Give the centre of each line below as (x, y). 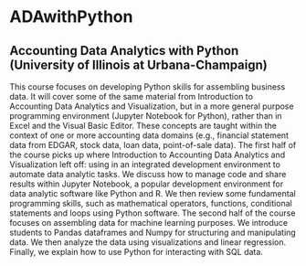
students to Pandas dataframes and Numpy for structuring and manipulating (153, 232)
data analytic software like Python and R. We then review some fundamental (153, 193)
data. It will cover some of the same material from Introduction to (132, 96)
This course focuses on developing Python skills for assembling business (148, 87)
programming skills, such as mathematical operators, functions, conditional (151, 203)
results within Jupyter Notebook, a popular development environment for (147, 184)
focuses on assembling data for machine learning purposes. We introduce (149, 223)
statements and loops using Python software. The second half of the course (153, 213)
